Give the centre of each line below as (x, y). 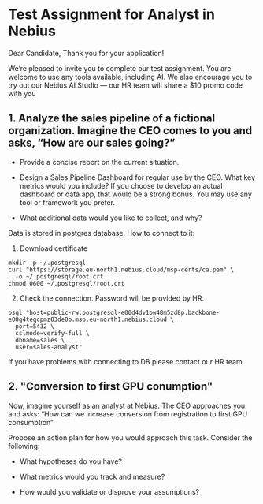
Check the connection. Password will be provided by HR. (112, 298)
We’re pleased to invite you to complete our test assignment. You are (120, 68)
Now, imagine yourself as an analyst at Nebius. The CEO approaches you (127, 405)
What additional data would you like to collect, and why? (111, 218)
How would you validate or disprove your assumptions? (109, 491)
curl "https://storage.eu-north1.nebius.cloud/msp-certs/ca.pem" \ (121, 270)
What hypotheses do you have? (71, 461)
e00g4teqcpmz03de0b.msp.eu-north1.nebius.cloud (88, 319)
